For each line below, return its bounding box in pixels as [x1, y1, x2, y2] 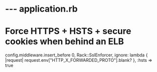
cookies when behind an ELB [5, 36, 124, 47]
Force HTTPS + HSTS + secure [5, 26, 132, 37]
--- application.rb [5, 3, 78, 15]
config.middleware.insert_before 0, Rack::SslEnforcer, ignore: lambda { [5, 52, 148, 58]
